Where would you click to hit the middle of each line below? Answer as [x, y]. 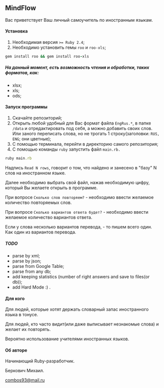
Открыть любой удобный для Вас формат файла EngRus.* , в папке [82, 123]
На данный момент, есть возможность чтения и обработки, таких [77, 67]
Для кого [15, 298]
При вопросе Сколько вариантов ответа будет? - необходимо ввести [77, 212]
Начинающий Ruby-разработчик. [40, 361]
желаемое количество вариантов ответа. [49, 217]
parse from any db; [32, 271]
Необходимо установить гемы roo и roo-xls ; [59, 48]
